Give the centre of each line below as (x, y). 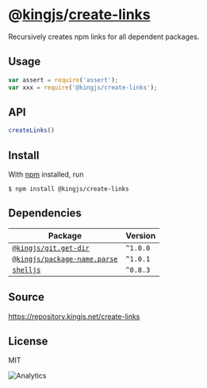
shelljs (27, 270)
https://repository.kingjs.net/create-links (74, 316)
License (28, 341)
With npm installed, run (46, 174)
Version (141, 235)
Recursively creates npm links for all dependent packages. (104, 37)
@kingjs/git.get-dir (51, 248)
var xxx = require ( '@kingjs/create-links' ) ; (83, 87)
